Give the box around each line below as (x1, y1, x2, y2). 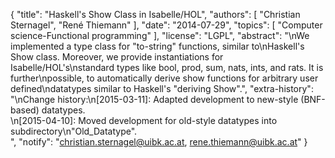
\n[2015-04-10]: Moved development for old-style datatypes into (10, 115, 278, 126)
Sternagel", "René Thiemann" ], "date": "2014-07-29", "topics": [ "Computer (10, 19, 323, 31)
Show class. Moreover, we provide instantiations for (10, 51, 224, 63)
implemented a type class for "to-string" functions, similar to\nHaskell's (10, 40, 305, 52)
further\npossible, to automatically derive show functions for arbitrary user (10, 72, 319, 84)
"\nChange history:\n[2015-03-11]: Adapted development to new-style (10, 94, 299, 105)
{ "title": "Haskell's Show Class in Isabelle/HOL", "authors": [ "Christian (10, 9, 301, 20)
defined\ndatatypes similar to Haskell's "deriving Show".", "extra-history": (10, 83, 314, 94)
